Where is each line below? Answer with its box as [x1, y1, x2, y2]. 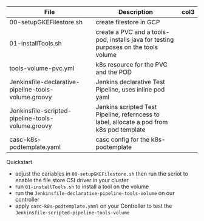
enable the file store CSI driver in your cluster [15, 177, 129, 183]
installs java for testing [110, 36, 174, 44]
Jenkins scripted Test [95, 103, 157, 111]
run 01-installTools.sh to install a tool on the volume [15, 183, 149, 190]
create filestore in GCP [95, 18, 160, 26]
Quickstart [6, 159, 33, 165]
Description [118, 8, 153, 16]
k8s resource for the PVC [95, 61, 168, 68]
